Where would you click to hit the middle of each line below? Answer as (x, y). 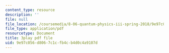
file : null (17, 19)
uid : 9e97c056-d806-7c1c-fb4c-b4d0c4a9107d (52, 43)
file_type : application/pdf (35, 29)
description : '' (22, 15)
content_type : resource (30, 10)
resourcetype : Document (30, 33)
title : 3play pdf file (29, 38)
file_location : (21, 24)
